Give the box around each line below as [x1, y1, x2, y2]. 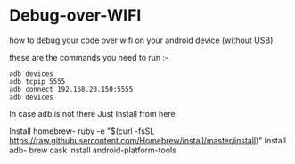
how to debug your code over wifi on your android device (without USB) [9, 35, 274, 45]
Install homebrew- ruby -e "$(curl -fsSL [9, 126, 155, 136]
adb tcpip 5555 [9, 77, 66, 86]
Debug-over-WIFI [9, 5, 142, 26]
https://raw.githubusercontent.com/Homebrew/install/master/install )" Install [9, 135, 287, 145]
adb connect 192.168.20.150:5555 [9, 85, 134, 94]
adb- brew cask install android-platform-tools [9, 144, 176, 155]
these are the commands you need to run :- [9, 52, 169, 62]
